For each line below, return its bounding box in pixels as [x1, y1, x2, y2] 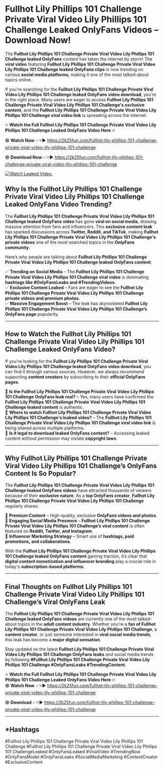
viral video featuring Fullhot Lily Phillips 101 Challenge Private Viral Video [5, 61, 156, 67]
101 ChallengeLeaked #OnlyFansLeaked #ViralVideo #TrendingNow [5, 749, 141, 754]
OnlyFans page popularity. [5, 311, 60, 317]
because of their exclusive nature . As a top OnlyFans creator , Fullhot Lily [5, 493, 155, 499]
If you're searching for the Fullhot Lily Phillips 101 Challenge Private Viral [5, 86, 154, 92]
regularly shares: [5, 503, 39, 509]
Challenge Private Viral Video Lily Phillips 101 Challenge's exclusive [5, 102, 145, 108]
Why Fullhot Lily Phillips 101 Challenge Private [5, 454, 147, 462]
